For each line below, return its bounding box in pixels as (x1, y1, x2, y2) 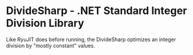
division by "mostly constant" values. (6, 42, 95, 49)
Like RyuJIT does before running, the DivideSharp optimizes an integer (6, 36, 176, 43)
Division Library (6, 16, 85, 30)
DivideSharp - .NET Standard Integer (6, 4, 188, 18)
